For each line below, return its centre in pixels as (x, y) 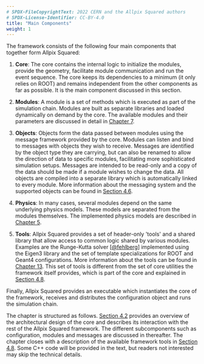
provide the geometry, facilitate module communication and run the (99, 71)
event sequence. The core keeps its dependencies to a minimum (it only (105, 77)
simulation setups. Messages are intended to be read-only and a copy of (106, 165)
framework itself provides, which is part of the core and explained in (100, 273)
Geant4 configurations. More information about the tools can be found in (106, 260)
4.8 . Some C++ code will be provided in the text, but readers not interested (100, 348)
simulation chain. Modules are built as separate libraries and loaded (100, 108)
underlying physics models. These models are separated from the (97, 210)
